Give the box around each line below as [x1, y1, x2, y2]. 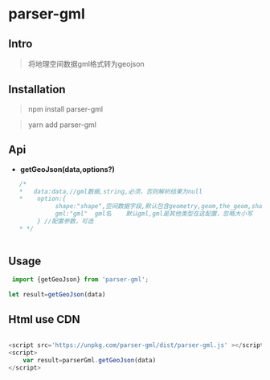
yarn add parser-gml [27, 120, 96, 129]
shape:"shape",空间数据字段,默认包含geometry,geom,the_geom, [55, 202, 252, 210]
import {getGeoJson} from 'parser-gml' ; [11, 276, 149, 284]
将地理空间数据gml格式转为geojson [27, 59, 145, 68]
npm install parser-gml [27, 104, 103, 113]
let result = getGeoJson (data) [8, 291, 106, 299]
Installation [8, 83, 66, 96]
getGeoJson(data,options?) [19, 164, 115, 174]
